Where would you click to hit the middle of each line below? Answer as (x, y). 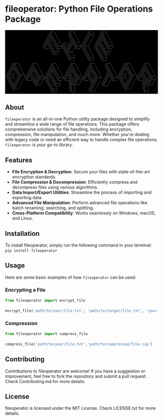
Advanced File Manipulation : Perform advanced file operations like (80, 203)
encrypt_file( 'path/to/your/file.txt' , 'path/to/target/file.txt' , (75, 311)
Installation (22, 233)
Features (19, 160)
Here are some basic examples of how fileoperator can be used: (71, 277)
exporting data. (27, 198)
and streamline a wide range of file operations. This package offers (72, 124)
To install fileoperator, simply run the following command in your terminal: (78, 245)
